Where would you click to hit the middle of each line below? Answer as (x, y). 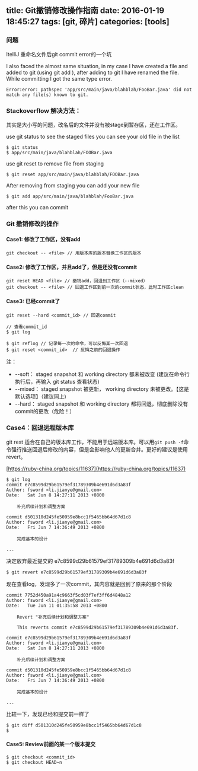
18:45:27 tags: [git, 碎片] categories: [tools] (88, 22)
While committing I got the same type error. (59, 78)
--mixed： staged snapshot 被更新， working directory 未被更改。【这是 (102, 389)
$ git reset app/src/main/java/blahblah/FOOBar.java (73, 174)
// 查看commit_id (27, 327)
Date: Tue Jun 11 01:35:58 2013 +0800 (57, 606)
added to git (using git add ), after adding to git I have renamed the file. (92, 72)
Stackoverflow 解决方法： (44, 110)
